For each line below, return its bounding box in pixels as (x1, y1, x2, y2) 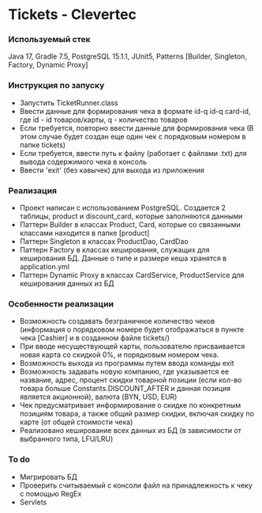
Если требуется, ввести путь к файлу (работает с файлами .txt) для (19, 148, 247, 158)
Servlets (19, 497, 47, 507)
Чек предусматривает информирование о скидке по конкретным (19, 401, 241, 410)
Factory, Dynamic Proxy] (8, 60, 88, 70)
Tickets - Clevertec (8, 6, 137, 24)
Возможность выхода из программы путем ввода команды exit (19, 359, 234, 368)
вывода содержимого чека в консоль (19, 157, 148, 166)
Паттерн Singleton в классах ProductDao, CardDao (19, 237, 189, 246)
